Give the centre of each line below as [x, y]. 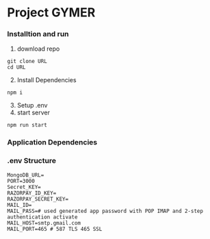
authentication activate [42, 217]
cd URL [16, 67]
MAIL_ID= [19, 205]
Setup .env [32, 105]
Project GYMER [51, 13]
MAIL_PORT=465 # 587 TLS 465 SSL [55, 229]
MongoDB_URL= [26, 175]
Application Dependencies [52, 142]
